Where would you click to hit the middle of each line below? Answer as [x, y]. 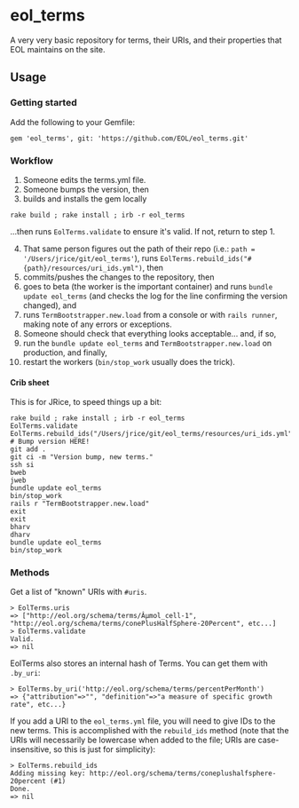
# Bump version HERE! [50, 442]
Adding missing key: [48, 773]
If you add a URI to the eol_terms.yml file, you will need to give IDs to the [143, 721]
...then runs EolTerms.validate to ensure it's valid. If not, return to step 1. [143, 231]
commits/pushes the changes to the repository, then [118, 277]
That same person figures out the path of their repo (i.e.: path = [139, 249]
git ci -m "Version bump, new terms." [82, 457]
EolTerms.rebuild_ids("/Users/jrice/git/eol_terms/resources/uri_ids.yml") [153, 434]
